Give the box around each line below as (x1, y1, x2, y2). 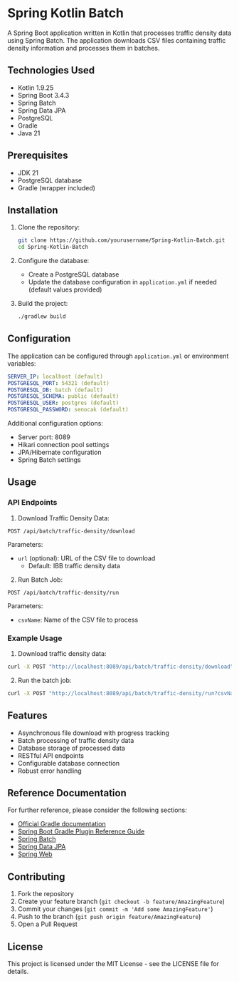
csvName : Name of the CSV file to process (17, 615, 139, 624)
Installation (7, 204, 58, 216)
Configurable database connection (17, 759, 120, 767)
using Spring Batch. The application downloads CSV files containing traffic (7, 36, 226, 44)
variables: (7, 359, 36, 368)
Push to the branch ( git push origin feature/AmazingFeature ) (17, 913, 201, 921)
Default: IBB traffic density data (28, 561, 121, 570)
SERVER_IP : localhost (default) (7, 373, 103, 380)
